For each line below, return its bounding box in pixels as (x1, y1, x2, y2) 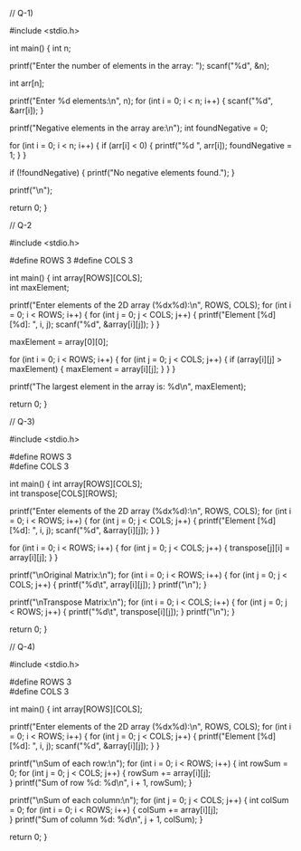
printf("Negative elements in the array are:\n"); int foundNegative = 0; (9, 122, 268, 133)
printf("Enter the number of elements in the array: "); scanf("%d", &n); (9, 61, 269, 71)
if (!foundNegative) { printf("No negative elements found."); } (9, 167, 235, 177)
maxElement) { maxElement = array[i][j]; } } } (9, 364, 176, 374)
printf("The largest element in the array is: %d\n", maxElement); (9, 381, 247, 392)
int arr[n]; (9, 78, 45, 89)
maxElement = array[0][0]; (9, 337, 108, 347)
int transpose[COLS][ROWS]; (9, 488, 118, 499)
